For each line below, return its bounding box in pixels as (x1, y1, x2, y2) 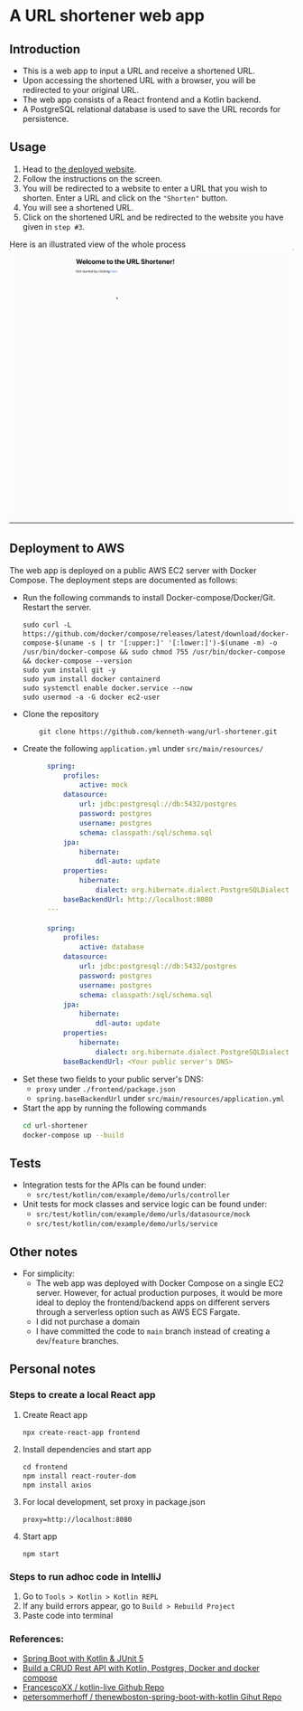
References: (9, 1633, 65, 1645)
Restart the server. (22, 601, 92, 612)
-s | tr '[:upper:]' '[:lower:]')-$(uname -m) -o (87, 638, 278, 648)
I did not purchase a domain (35, 1317, 141, 1328)
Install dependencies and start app (22, 1443, 151, 1454)
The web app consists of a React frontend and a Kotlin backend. (22, 94, 262, 105)
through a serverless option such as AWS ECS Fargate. (35, 1307, 241, 1318)
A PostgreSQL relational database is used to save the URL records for (22, 104, 281, 114)
